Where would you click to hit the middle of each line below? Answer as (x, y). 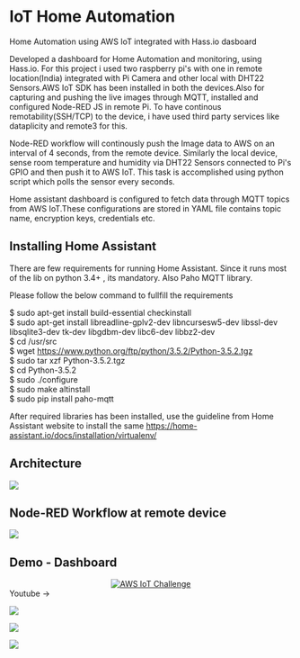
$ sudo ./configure (44, 379)
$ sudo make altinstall (50, 389)
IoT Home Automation (92, 17)
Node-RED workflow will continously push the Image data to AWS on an (142, 143)
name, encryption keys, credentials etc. (82, 218)
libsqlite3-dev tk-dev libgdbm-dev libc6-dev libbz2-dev (112, 331)
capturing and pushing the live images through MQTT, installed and (134, 97)
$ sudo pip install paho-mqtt (62, 399)
